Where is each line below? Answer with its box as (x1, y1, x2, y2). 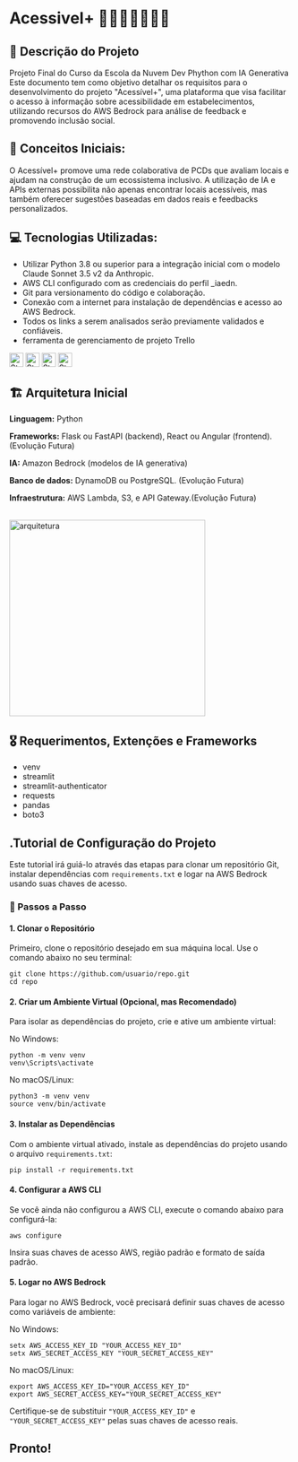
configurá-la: (9, 1214, 57, 1224)
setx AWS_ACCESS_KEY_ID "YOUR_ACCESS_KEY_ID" (9, 1341, 182, 1350)
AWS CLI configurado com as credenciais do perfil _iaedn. (21, 277, 238, 288)
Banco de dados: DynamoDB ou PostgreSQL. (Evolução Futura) (9, 475, 244, 486)
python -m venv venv (9, 1051, 87, 1060)
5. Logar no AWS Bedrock (9, 1277, 106, 1288)
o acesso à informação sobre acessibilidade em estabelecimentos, (9, 96, 255, 107)
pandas (21, 800, 51, 811)
